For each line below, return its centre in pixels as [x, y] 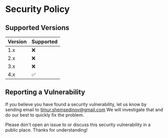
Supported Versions [37, 28]
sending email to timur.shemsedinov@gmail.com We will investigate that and [84, 109]
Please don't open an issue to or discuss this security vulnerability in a [78, 124]
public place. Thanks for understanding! [46, 130]
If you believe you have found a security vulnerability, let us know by [76, 104]
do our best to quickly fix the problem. [45, 115]
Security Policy [38, 9]
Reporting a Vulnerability [45, 92]
